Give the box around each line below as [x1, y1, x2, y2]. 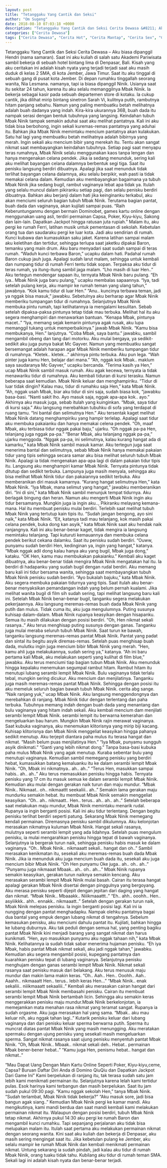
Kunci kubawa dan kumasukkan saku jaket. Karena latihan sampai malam [5, 234, 155, 240]
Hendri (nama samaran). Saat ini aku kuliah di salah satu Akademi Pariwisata [5, 54, 162, 60]
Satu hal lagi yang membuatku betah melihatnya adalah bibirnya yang [5, 133, 148, 140]
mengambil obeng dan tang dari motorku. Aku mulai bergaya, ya [5, 335, 137, 341]
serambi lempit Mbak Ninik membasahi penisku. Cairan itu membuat [5, 988, 145, 994]
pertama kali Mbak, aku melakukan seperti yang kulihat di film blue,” [5, 654, 145, 660]
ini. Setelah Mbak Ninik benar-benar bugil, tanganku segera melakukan [5, 595, 151, 601]
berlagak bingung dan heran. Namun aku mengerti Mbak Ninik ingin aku [5, 495, 153, 501]
